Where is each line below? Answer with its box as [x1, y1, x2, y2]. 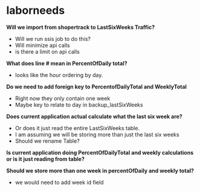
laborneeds [6, 4, 65, 17]
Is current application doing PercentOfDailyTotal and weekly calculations [6, 149, 194, 156]
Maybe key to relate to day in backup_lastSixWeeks [15, 101, 143, 108]
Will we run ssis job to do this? [15, 35, 91, 42]
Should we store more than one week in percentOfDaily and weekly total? [6, 167, 195, 174]
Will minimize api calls [15, 42, 71, 49]
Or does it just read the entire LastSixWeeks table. [15, 124, 140, 131]
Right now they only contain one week [15, 95, 111, 102]
